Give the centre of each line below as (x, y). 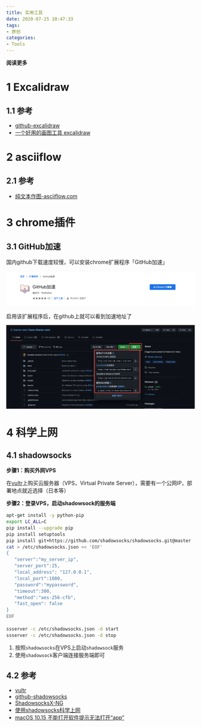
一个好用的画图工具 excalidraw (53, 133)
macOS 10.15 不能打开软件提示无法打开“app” (69, 717)
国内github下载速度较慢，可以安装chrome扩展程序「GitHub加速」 (87, 262)
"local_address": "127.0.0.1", (53, 572)
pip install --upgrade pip (40, 528)
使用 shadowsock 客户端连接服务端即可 (60, 655)
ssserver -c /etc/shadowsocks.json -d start (63, 629)
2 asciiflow (34, 157)
